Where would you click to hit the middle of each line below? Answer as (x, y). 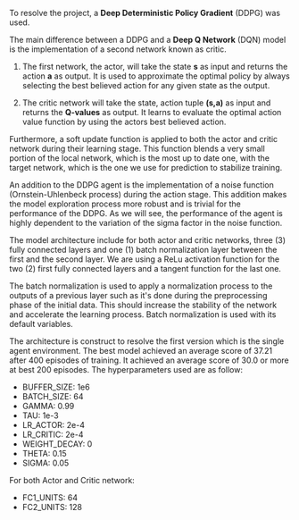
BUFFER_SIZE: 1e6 (56, 387)
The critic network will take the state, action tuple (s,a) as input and (146, 103)
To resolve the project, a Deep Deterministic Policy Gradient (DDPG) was (145, 13)
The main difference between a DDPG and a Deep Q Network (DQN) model (148, 40)
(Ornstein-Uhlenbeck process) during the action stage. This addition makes (148, 194)
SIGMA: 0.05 (46, 463)
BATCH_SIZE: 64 (53, 396)
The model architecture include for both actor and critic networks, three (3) (148, 240)
